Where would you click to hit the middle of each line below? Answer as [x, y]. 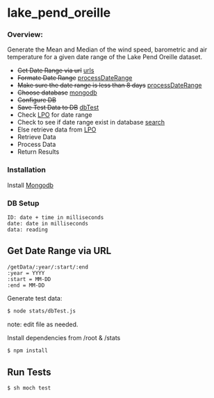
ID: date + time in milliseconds [56, 218]
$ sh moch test [29, 388]
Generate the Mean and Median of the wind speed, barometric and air [107, 49]
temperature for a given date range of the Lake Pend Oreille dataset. [105, 57]
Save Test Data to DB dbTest [58, 108]
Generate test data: [35, 298]
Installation [27, 170]
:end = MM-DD [26, 285]
